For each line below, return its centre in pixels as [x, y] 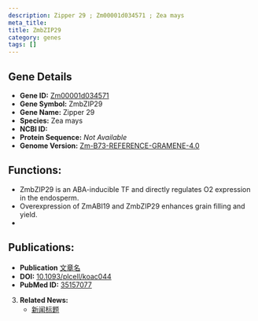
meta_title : [28, 23]
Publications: [41, 247]
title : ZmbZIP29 [35, 30]
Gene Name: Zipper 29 [57, 112]
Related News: [44, 300]
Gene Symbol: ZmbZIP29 [61, 104]
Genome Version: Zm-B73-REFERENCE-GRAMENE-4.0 [109, 146]
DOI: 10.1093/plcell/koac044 [65, 276]
